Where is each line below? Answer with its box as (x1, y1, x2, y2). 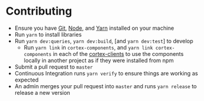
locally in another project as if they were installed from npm (23, 57, 174, 64)
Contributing (6, 4, 72, 18)
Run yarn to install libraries (14, 30, 82, 38)
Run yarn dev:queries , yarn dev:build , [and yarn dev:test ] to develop (14, 37, 194, 44)
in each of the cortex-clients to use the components (53, 50, 184, 57)
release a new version (14, 89, 70, 96)
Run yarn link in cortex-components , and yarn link (23, 44, 153, 51)
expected (14, 76, 39, 83)
